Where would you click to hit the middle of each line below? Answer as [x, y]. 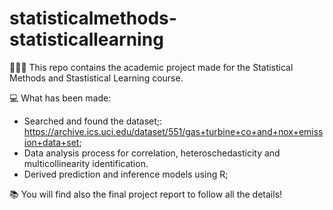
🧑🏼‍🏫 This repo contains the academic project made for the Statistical [151, 67]
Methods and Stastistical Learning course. [96, 78]
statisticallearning [86, 39]
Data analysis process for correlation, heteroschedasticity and [152, 153]
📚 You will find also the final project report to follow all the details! [146, 194]
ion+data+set [51, 142]
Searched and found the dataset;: [93, 121]
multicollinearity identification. [86, 163]
